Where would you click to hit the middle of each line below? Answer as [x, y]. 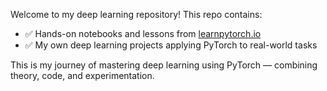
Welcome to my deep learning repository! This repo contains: [136, 14]
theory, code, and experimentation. [82, 75]
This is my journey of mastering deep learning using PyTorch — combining [164, 65]
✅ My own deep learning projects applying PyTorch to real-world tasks [171, 45]
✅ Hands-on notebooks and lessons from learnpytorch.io [143, 33]
